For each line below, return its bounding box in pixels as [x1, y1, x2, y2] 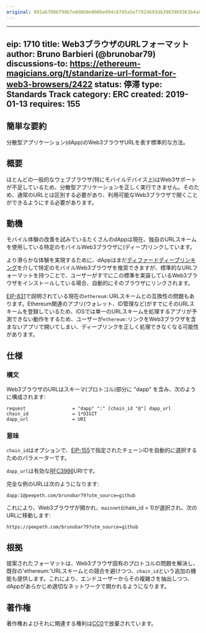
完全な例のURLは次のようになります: [6, 480, 99, 488]
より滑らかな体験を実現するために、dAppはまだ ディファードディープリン [6, 256, 191, 264]
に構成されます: [6, 393, 46, 401]
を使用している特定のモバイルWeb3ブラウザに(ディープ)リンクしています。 [6, 244, 196, 251]
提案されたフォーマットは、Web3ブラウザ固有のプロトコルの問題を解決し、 [6, 559, 199, 567]
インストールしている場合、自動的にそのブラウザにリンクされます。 [22, 280, 194, 287]
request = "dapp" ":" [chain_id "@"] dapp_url [6, 405, 172, 412]
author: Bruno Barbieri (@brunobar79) [6, 49, 156, 59]
